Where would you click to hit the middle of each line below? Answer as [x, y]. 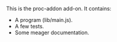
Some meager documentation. [52, 33]
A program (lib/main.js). [44, 20]
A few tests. [29, 26]
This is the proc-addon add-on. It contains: [59, 9]
